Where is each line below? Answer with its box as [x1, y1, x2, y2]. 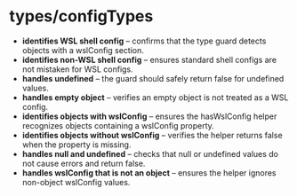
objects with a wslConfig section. [21, 44, 144, 55]
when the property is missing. [21, 139, 132, 150]
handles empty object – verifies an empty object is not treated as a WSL [21, 91, 289, 103]
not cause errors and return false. [21, 158, 146, 169]
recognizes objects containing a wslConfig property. [21, 120, 215, 130]
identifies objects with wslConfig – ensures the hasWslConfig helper [21, 111, 277, 122]
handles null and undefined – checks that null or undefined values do [21, 148, 278, 159]
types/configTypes [9, 6, 154, 27]
